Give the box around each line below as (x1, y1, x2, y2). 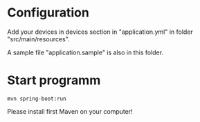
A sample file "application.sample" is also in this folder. (7, 48, 164, 57)
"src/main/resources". (7, 34, 71, 43)
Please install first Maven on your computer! (7, 107, 133, 115)
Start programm (7, 72, 101, 88)
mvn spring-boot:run (7, 95, 67, 102)
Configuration (7, 5, 90, 21)
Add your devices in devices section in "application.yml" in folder (7, 28, 194, 36)
